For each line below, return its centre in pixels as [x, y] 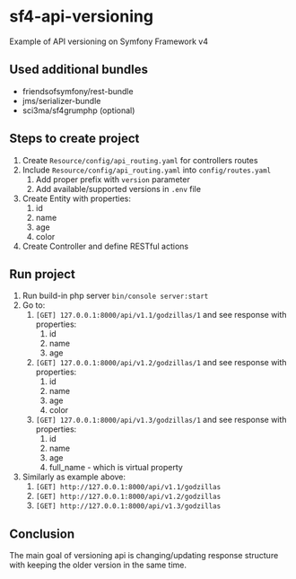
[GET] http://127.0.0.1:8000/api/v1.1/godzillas [128, 487]
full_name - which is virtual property [116, 468]
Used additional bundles [78, 70]
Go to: [34, 305]
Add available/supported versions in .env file [118, 189]
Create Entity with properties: [77, 198]
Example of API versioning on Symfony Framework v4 [109, 41]
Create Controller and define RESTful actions [105, 246]
